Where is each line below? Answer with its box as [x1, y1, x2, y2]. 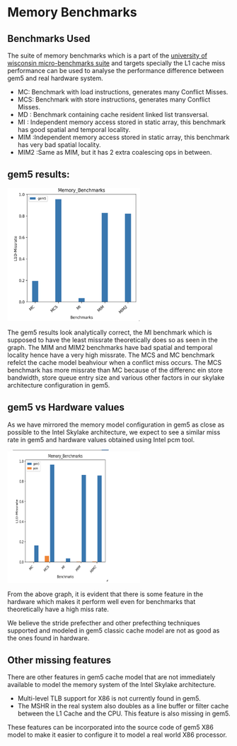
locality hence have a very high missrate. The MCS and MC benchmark [7, 351, 215, 359]
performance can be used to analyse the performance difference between [7, 67, 224, 75]
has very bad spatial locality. [17, 141, 101, 149]
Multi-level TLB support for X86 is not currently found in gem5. [17, 694, 202, 703]
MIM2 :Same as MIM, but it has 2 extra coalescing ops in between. [17, 148, 212, 156]
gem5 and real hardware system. [7, 74, 104, 82]
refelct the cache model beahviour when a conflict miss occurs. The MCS [7, 358, 222, 366]
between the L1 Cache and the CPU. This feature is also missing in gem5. [17, 709, 231, 718]
